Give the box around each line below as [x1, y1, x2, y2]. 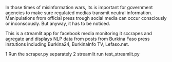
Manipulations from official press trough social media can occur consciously [5, 15, 167, 21]
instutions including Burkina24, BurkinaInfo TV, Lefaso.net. [5, 41, 129, 47]
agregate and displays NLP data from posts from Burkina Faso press [5, 36, 150, 42]
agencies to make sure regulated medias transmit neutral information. [5, 10, 152, 16]
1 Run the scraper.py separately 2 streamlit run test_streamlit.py [5, 51, 140, 57]
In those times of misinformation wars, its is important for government [5, 5, 153, 10]
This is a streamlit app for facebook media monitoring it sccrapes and [5, 30, 152, 36]
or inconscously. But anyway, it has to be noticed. [5, 20, 110, 26]
